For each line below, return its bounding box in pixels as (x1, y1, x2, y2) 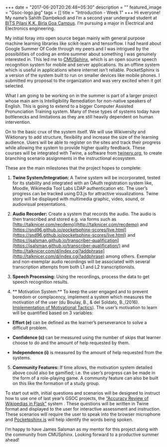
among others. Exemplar (105, 253, 156, 259)
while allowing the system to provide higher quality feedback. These (5, 145, 146, 150)
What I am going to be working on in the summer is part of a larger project (5, 92, 158, 98)
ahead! (5, 437, 19, 443)
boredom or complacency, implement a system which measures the (12, 294, 152, 300)
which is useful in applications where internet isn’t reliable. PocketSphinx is (5, 67, 160, 73)
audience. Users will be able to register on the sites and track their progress (5, 139, 161, 145)
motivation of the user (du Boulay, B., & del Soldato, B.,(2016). (12, 299, 140, 305)
